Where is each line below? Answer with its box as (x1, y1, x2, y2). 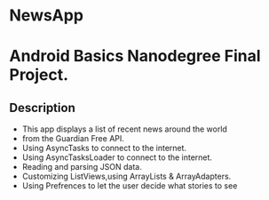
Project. (9, 65, 69, 85)
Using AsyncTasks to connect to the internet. (21, 143, 187, 154)
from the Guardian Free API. (21, 133, 124, 144)
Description (9, 100, 75, 116)
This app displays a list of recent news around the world (21, 124, 228, 134)
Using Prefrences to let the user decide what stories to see (21, 180, 238, 191)
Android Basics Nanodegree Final (9, 46, 261, 67)
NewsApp (9, 5, 84, 26)
